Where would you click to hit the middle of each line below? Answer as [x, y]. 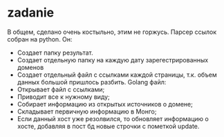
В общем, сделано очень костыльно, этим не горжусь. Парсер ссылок [112, 32]
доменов [30, 67]
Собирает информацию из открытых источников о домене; [105, 104]
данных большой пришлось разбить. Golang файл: [92, 82]
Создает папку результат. [55, 53]
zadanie [30, 13]
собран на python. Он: [40, 39]
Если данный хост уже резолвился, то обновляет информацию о [113, 118]
